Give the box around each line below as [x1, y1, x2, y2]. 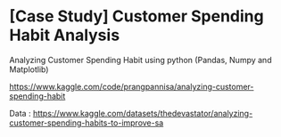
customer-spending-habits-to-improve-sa [9, 117, 164, 128]
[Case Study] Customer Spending [9, 6, 265, 27]
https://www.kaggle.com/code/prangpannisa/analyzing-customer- [9, 81, 254, 92]
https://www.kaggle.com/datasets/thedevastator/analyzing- [32, 108, 253, 118]
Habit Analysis [9, 25, 120, 45]
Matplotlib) [9, 64, 49, 75]
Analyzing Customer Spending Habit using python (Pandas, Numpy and [9, 54, 272, 65]
